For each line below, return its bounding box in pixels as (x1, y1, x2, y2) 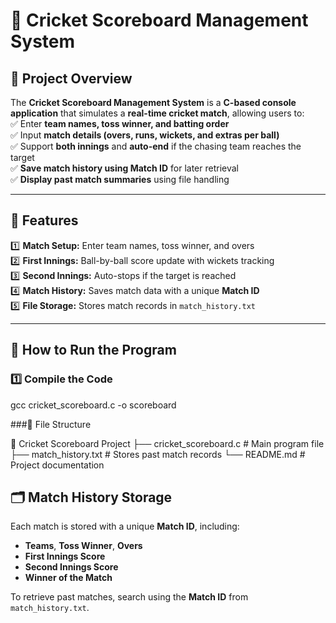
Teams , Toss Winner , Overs (24, 540, 143, 552)
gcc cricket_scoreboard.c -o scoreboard (10, 399, 177, 411)
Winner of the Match (24, 572, 113, 584)
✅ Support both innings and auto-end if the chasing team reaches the (10, 140, 302, 152)
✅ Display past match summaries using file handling (10, 174, 230, 185)
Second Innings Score (24, 561, 119, 573)
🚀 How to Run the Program (10, 342, 177, 359)
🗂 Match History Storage (10, 489, 173, 506)
